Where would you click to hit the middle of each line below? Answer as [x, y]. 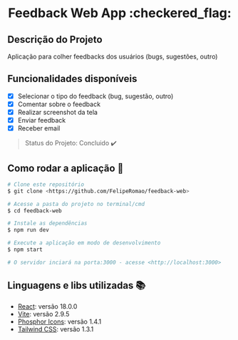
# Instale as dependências [47, 223]
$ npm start [25, 250]
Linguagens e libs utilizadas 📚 [77, 285]
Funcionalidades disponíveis [72, 79]
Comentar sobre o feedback [59, 104]
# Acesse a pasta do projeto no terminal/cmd [76, 204]
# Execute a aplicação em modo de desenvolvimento [84, 243]
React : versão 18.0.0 [47, 306]
